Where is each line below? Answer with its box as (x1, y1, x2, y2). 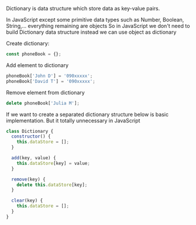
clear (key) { (11, 198, 43, 203)
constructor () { (11, 133, 51, 139)
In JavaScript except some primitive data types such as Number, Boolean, (6, 16, 184, 23)
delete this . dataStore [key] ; (16, 182, 88, 188)
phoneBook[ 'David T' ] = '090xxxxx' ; (6, 78, 95, 84)
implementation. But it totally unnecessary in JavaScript (6, 117, 140, 124)
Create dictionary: (6, 40, 50, 47)
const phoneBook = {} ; (6, 51, 61, 57)
